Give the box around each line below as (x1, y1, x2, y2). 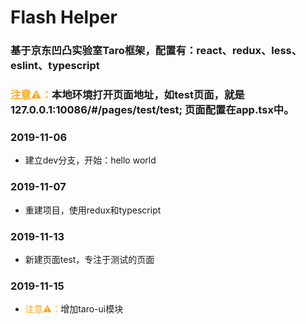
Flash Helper (10, 6, 118, 29)
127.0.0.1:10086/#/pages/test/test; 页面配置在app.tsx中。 (10, 103, 295, 117)
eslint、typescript (10, 59, 100, 73)
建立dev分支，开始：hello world (24, 154, 157, 166)
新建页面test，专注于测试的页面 (24, 253, 155, 265)
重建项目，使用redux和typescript (24, 204, 162, 216)
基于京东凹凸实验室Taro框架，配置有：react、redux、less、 (10, 44, 303, 58)
